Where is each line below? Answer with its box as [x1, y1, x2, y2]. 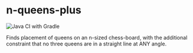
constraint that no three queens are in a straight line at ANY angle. [6, 40, 167, 47]
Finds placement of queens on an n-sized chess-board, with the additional [6, 34, 188, 41]
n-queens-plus [6, 3, 81, 17]
